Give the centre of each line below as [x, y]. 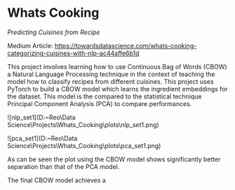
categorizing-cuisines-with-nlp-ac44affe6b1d [73, 53]
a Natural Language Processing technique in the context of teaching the [111, 74]
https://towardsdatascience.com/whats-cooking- [126, 45]
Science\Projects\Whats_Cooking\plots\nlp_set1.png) [83, 124]
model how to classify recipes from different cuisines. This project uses [110, 81]
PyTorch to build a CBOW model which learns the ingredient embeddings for [117, 89]
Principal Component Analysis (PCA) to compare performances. [100, 103]
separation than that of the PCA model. [63, 166]
